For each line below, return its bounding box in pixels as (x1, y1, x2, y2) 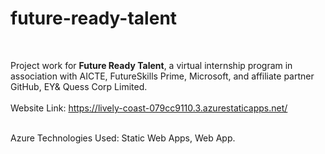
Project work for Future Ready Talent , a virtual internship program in (10, 59, 293, 71)
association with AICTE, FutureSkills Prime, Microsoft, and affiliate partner (10, 70, 315, 82)
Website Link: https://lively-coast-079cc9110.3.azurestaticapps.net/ (10, 102, 288, 114)
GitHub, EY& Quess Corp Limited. (10, 80, 148, 92)
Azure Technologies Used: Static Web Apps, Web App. (10, 132, 236, 144)
